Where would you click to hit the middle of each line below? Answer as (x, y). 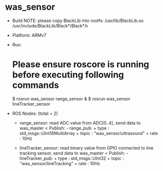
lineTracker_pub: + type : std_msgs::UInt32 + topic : (71, 158)
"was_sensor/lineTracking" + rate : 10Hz (60, 163)
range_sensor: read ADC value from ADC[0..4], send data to (80, 123)
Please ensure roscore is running (81, 64)
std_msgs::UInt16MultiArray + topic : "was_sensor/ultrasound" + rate (89, 133)
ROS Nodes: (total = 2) (35, 113)
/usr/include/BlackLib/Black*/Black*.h (50, 25)
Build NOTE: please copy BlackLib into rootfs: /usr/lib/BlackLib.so (78, 21)
